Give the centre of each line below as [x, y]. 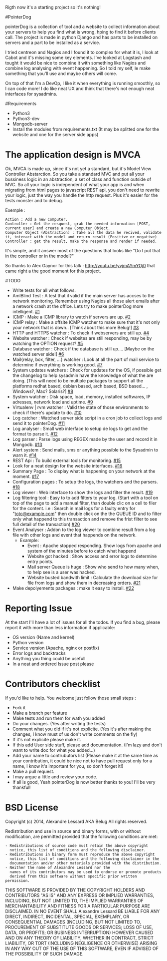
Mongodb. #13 [27, 444]
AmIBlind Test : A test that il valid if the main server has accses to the [83, 295]
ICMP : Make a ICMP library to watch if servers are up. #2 [72, 317]
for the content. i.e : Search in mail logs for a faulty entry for [74, 508]
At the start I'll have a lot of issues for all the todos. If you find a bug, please [83, 622]
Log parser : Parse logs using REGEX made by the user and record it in [85, 439]
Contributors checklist [53, 684]
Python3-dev [26, 119]
